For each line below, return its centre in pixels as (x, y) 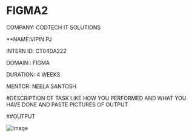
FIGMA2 (27, 11)
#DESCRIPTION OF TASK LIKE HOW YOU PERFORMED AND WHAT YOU (96, 98)
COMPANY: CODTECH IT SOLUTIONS (54, 27)
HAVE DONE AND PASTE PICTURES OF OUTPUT (67, 105)
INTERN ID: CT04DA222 (36, 51)
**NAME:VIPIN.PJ (29, 39)
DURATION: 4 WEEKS (33, 74)
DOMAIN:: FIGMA (28, 63)
